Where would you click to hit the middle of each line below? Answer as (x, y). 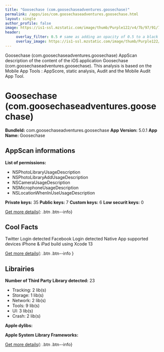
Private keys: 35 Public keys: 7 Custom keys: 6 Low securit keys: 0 (74, 202)
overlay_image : (31, 42)
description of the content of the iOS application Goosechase (67, 60)
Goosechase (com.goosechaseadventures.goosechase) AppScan (71, 55)
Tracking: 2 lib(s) (29, 290)
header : (13, 32)
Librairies (20, 269)
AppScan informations (40, 151)
